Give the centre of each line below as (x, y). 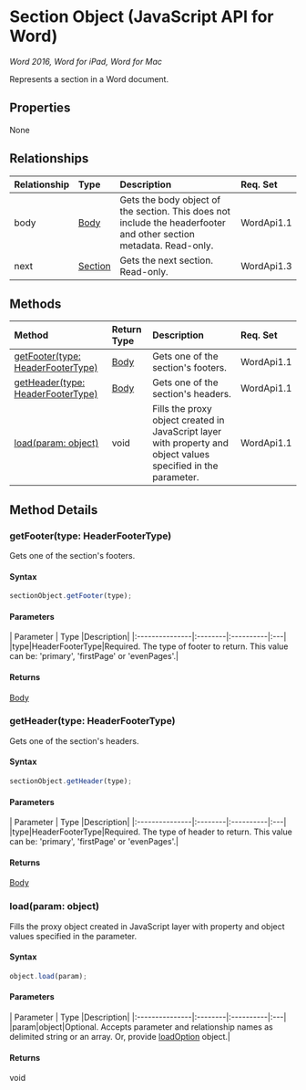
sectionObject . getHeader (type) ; (71, 781)
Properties (40, 108)
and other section (158, 234)
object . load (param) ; (49, 976)
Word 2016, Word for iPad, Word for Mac (86, 61)
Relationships (49, 158)
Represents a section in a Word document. (89, 79)
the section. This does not (175, 211)
